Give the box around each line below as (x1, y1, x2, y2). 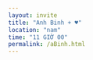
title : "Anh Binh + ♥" (8, 19, 82, 26)
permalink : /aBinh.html (8, 41, 86, 48)
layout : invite (8, 11, 58, 19)
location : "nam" (8, 26, 61, 34)
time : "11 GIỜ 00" (8, 33, 68, 41)
